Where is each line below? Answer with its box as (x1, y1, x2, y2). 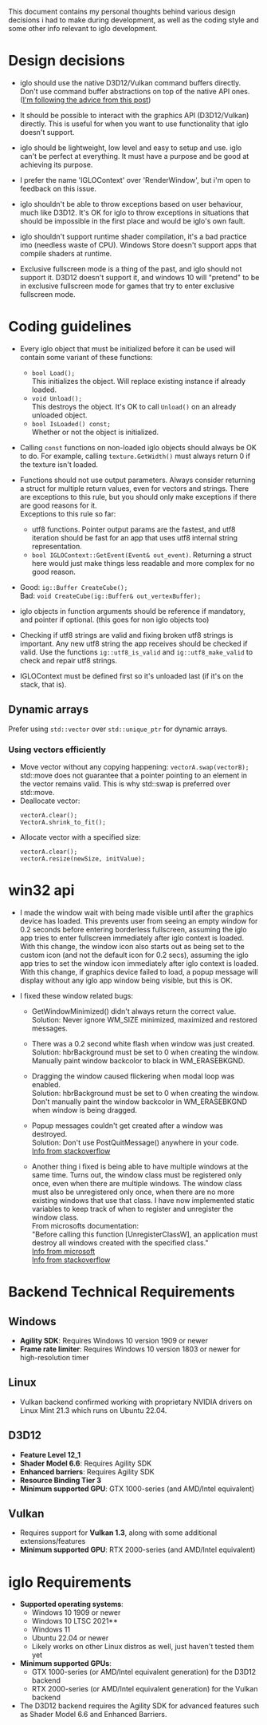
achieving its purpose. (19, 160, 93, 169)
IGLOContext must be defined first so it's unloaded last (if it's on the (19, 671, 244, 681)
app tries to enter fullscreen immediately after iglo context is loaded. (19, 933, 245, 943)
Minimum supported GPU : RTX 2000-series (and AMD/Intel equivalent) (19, 1545, 256, 1555)
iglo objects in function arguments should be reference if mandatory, (19, 606, 245, 615)
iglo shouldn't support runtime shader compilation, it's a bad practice (19, 231, 247, 241)
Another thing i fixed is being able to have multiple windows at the (31, 1161, 249, 1171)
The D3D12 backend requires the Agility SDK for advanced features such (19, 1701, 260, 1711)
